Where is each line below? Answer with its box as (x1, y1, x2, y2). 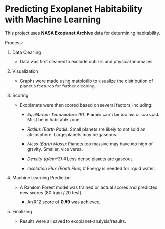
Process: (5, 39, 23, 45)
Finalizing (12, 208, 32, 214)
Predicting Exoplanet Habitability (5, 3, 143, 15)
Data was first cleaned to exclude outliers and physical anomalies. (19, 58, 154, 64)
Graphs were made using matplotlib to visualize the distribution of (19, 78, 154, 84)
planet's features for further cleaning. (19, 83, 96, 89)
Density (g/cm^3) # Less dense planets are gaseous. (27, 156, 134, 162)
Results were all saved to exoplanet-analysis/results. (19, 218, 127, 224)
